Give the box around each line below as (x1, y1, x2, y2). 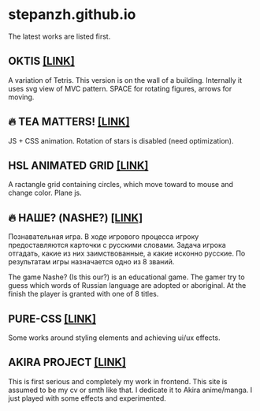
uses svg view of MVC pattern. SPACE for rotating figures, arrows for (8, 84, 232, 93)
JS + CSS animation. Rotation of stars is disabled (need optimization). (8, 136, 234, 145)
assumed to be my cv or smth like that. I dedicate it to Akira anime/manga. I (8, 385, 253, 394)
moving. (8, 92, 35, 102)
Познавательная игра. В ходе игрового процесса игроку (8, 232, 199, 241)
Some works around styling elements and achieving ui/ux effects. (8, 333, 221, 342)
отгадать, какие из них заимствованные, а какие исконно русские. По (8, 248, 246, 258)
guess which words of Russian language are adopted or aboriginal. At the (8, 281, 247, 290)
